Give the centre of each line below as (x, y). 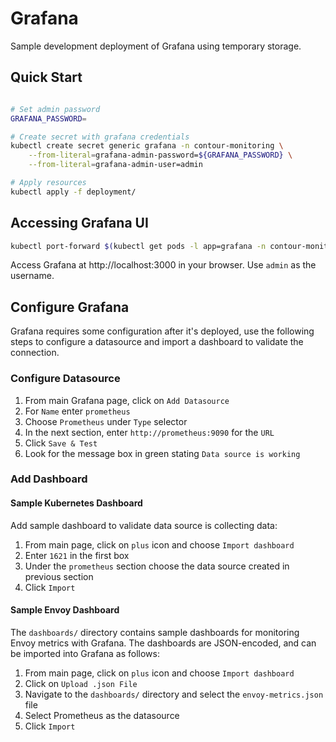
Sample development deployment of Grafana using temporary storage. (156, 46)
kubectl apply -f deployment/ (73, 192)
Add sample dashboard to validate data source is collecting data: (144, 525)
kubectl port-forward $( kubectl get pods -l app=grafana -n (138, 246)
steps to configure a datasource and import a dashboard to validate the (157, 342)
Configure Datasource (65, 379)
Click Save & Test (61, 443)
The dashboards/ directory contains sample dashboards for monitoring (155, 632)
